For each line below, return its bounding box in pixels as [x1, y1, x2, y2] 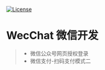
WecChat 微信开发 [6, 29, 99, 42]
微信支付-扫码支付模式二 [30, 57, 92, 65]
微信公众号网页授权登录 [30, 49, 89, 57]
